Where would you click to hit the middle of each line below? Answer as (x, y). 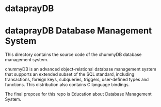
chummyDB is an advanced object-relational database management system (81, 69)
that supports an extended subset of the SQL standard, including (70, 74)
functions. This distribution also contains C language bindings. (67, 85)
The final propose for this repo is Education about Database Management (78, 94)
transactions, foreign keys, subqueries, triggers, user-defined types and (77, 80)
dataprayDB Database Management (78, 31)
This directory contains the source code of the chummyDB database (73, 54)
